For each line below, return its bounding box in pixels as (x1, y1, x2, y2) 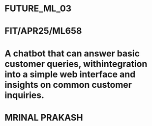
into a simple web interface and (4, 69, 136, 80)
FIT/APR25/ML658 (4, 25, 82, 37)
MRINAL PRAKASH (4, 112, 83, 123)
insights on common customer (4, 79, 132, 90)
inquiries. (4, 89, 45, 101)
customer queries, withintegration (4, 58, 148, 69)
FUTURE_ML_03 (4, 3, 72, 14)
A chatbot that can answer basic (4, 48, 140, 59)
